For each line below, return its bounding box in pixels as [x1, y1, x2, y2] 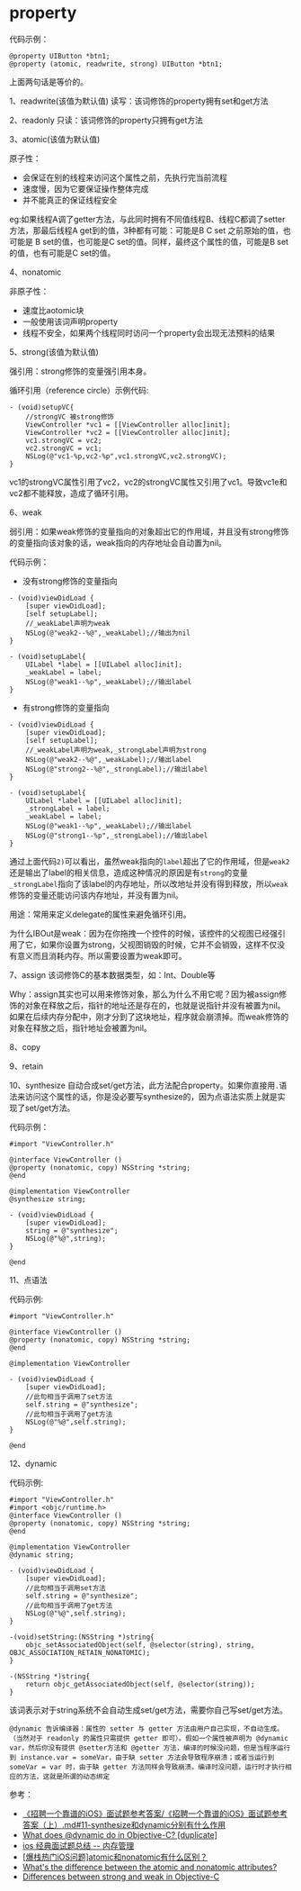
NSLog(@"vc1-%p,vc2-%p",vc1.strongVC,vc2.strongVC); [25, 451, 227, 461]
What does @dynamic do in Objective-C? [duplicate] [22, 1829, 217, 1840]
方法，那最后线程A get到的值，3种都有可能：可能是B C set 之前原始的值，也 [9, 224, 291, 236]
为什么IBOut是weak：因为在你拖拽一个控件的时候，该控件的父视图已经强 [9, 927, 279, 938]
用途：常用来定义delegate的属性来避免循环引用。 [9, 909, 191, 919]
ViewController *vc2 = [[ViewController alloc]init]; [25, 428, 231, 437]
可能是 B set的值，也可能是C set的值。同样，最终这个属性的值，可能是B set [9, 236, 289, 247]
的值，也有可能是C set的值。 [9, 247, 116, 258]
